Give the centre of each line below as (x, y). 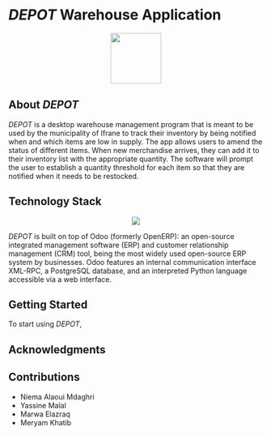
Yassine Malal (43, 405)
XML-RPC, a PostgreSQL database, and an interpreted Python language (128, 271)
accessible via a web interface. (60, 279)
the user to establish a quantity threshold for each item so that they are (127, 167)
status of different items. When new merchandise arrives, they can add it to (134, 150)
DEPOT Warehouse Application (115, 15)
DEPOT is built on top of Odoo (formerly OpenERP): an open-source (121, 236)
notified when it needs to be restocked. (74, 176)
